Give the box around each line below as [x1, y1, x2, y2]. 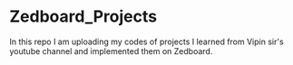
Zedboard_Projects [9, 6, 157, 27]
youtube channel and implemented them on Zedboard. [9, 45, 213, 56]
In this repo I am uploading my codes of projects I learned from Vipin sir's [9, 36, 284, 47]
